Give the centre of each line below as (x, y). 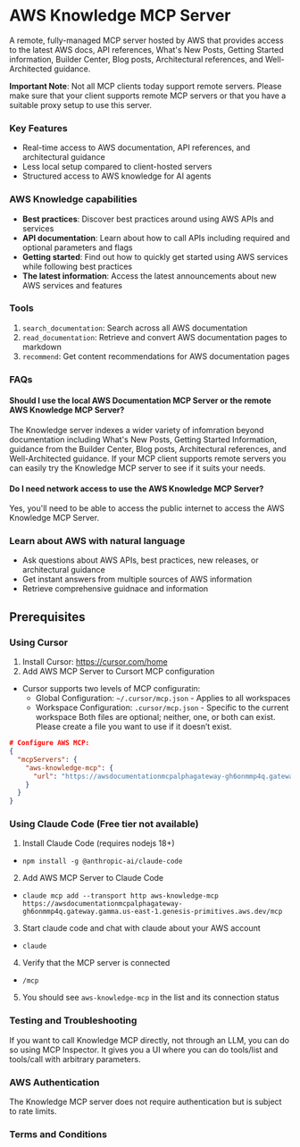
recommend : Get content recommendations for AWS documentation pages (156, 356)
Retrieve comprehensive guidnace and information (115, 589)
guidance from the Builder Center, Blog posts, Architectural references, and (148, 448)
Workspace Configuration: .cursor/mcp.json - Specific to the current (162, 707)
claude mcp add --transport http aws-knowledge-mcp (120, 896)
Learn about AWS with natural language (97, 541)
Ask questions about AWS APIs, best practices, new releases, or (140, 560)
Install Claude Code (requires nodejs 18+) (99, 843)
